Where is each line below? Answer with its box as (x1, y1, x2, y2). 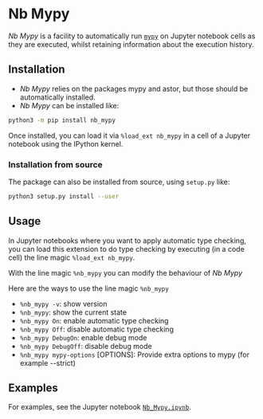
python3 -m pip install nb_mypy (8, 116, 116, 124)
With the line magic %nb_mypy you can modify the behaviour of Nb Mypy (8, 268, 243, 277)
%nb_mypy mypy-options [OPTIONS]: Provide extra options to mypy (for (19, 350, 249, 359)
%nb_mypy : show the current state (19, 307, 128, 317)
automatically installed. (19, 92, 96, 102)
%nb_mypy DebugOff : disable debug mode (19, 341, 153, 350)
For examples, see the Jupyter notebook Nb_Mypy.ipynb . (8, 402, 191, 412)
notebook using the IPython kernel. (8, 139, 124, 148)
